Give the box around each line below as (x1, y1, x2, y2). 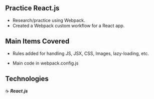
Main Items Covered (5, 37, 70, 45)
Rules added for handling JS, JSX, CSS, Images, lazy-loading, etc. (12, 50, 149, 56)
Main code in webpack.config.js (12, 60, 79, 66)
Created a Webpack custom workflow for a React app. (12, 22, 125, 28)
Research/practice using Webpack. (12, 17, 85, 23)
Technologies (5, 74, 49, 83)
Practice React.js (5, 4, 60, 12)
